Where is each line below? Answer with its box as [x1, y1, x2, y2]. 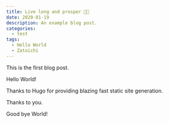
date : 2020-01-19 [6, 14, 50, 20]
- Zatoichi [11, 48, 39, 54]
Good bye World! [6, 110, 48, 117]
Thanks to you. [6, 99, 43, 106]
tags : [6, 36, 20, 42]
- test [11, 31, 28, 37]
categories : [6, 25, 36, 32]
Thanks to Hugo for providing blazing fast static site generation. [6, 87, 163, 94]
